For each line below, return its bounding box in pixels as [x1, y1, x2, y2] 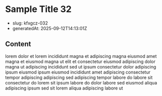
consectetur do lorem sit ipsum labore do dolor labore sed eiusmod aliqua [5, 79, 157, 85]
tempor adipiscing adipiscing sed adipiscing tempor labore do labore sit [5, 74, 153, 80]
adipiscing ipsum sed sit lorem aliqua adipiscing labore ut [5, 85, 123, 91]
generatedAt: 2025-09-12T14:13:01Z [12, 25, 87, 31]
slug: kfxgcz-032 [12, 20, 48, 26]
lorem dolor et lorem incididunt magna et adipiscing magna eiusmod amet [5, 53, 157, 59]
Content [5, 40, 31, 48]
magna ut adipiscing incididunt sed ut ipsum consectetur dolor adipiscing [5, 63, 156, 69]
